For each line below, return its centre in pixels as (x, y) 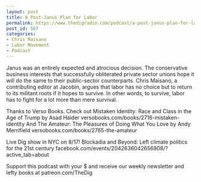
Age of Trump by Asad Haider (43, 117)
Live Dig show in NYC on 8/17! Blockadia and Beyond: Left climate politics (97, 142)
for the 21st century (31, 148)
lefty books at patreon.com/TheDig (49, 172)
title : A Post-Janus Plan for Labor (52, 17)
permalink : (20, 23)
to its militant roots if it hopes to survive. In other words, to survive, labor (95, 93)
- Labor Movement (28, 45)
